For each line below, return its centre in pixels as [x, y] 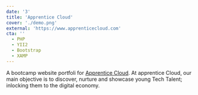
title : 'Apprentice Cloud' [40, 17]
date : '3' [18, 12]
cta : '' [16, 34]
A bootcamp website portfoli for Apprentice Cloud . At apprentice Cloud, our [99, 72]
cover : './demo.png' [32, 23]
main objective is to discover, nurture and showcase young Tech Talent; [95, 79]
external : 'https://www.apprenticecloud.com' [64, 28]
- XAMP [20, 56]
